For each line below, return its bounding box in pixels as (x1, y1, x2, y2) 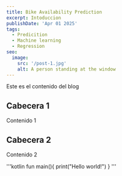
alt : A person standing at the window (17, 66, 116, 72)
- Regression (12, 44, 45, 50)
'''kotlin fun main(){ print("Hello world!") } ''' (6, 163, 117, 170)
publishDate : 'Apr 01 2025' (6, 20, 78, 26)
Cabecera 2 (6, 134, 51, 145)
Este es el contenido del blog (6, 83, 79, 90)
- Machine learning (12, 37, 62, 44)
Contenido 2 (6, 151, 38, 158)
